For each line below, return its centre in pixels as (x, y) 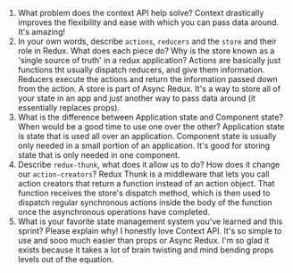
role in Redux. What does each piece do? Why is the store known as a (146, 51)
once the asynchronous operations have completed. (113, 212)
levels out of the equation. (66, 259)
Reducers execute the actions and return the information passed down (148, 79)
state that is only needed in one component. (99, 155)
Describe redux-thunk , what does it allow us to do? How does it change (149, 165)
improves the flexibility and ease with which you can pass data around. (148, 22)
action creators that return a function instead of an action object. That (146, 183)
